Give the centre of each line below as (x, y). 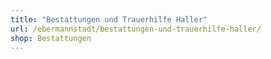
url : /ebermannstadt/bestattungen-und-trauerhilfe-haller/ (136, 29)
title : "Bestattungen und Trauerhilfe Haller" (109, 19)
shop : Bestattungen (51, 38)
